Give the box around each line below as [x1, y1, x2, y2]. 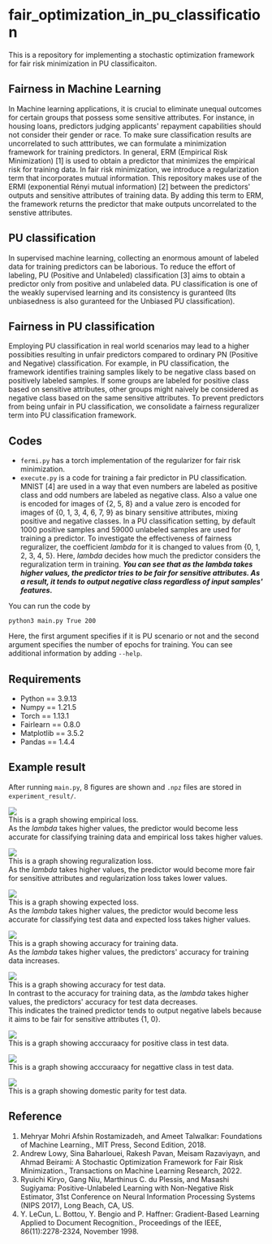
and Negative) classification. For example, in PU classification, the [8, 358, 230, 368]
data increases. [8, 955, 60, 966]
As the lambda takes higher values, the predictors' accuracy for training [8, 947, 249, 957]
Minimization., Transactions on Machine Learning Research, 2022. [19, 1166, 242, 1176]
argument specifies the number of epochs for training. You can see [8, 640, 233, 650]
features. [19, 585, 53, 595]
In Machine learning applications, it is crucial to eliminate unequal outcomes [8, 103, 262, 113]
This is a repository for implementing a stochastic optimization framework [8, 50, 255, 59]
